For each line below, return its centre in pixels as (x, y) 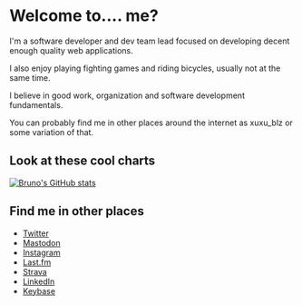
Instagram (41, 252)
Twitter (36, 233)
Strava (34, 271)
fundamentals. (36, 104)
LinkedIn (39, 281)
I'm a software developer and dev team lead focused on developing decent (150, 41)
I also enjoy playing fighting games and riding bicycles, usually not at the (145, 68)
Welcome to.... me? (84, 16)
